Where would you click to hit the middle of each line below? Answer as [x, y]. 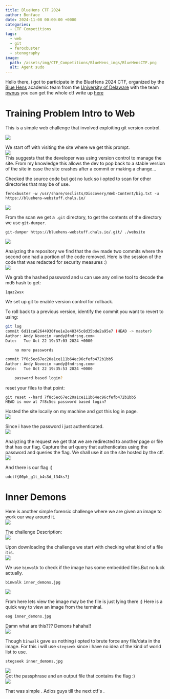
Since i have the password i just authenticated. [55, 426]
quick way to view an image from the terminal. [54, 607]
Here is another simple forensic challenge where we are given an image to [84, 511]
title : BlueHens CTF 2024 [33, 10]
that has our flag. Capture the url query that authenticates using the [77, 446]
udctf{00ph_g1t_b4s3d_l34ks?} [38, 477]
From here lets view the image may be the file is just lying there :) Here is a [84, 601]
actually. [14, 573]
